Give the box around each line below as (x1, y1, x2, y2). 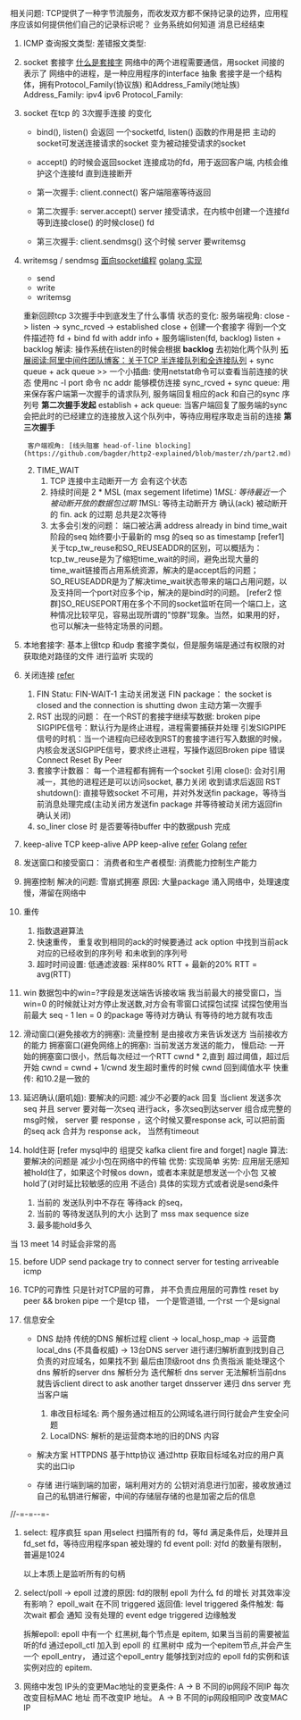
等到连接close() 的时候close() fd (36, 217, 155, 228)
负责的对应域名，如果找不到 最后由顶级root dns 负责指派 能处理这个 (36, 1356, 285, 1366)
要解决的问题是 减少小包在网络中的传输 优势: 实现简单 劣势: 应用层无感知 (22, 1156, 289, 1166)
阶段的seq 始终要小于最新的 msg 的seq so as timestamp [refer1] (49, 531, 285, 542)
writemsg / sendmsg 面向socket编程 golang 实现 (22, 255, 203, 265)
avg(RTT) (36, 969, 71, 980)
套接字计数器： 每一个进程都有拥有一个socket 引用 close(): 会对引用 (36, 765, 286, 775)
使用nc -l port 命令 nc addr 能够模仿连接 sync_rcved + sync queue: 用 (33, 378, 290, 388)
